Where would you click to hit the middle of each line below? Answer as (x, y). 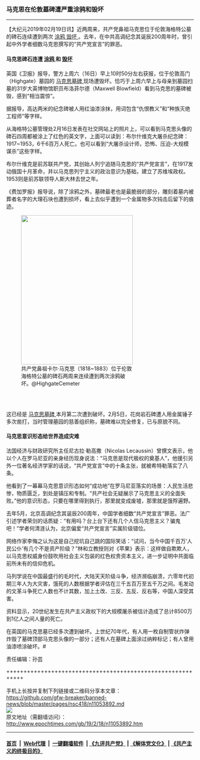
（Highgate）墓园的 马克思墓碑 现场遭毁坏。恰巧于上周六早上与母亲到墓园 (97, 81)
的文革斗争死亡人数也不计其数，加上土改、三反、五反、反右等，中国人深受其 (100, 591)
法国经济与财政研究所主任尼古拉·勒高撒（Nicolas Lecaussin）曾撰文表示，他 (100, 451)
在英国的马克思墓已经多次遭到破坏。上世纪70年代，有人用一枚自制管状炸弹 (98, 631)
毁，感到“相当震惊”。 (32, 96)
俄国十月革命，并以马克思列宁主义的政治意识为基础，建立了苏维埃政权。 (100, 171)
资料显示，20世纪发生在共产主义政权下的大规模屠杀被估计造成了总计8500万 (99, 611)
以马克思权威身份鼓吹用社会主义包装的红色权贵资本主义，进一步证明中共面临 (100, 556)
